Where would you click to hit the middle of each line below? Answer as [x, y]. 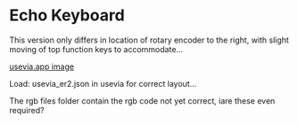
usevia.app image [41, 66]
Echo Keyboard [67, 15]
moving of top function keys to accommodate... [96, 49]
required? [27, 110]
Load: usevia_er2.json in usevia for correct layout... [103, 83]
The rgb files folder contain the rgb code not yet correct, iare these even [142, 101]
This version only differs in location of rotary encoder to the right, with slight [149, 40]
